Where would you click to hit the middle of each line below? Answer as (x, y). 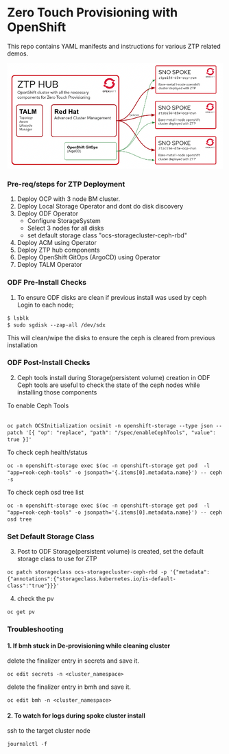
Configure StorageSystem (64, 221)
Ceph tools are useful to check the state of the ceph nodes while (108, 385)
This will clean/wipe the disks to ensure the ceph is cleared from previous (111, 338)
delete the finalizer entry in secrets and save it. (73, 661)
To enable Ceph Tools (38, 405)
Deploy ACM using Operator (57, 243)
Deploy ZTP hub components (58, 250)
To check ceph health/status (47, 452)
